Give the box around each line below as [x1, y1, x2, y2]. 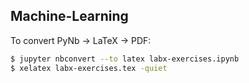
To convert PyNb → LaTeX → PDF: [10, 34, 152, 46]
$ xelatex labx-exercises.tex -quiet [10, 63, 168, 73]
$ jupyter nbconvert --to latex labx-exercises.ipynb [10, 54, 240, 64]
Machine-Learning [10, 8, 129, 25]
